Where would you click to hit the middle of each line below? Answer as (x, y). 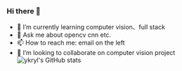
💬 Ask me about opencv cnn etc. (64, 35)
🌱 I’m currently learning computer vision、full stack (91, 27)
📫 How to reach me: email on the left (71, 43)
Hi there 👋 (24, 11)
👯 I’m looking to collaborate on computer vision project (96, 53)
